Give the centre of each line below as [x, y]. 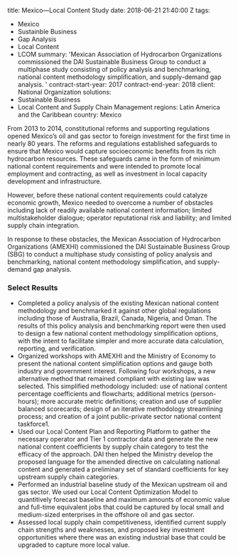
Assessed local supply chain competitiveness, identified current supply [122, 523]
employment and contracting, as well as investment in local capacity [107, 174]
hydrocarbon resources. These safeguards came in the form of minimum [114, 159]
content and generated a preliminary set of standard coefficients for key [123, 469]
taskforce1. [33, 424]
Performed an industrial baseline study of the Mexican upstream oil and [122, 485]
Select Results [33, 287]
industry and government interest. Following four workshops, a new [117, 371]
